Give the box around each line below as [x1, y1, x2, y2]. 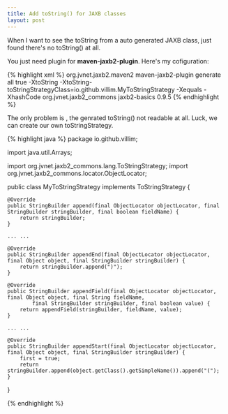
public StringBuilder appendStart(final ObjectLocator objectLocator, [7, 343, 217, 350]
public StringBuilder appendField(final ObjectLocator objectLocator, [7, 288, 217, 295]
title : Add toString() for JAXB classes [7, 10, 127, 17]
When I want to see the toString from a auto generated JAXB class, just [7, 36, 212, 44]
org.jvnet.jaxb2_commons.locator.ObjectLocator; [7, 169, 148, 177]
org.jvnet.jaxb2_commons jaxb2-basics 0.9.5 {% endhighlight [42, 92, 220, 101]
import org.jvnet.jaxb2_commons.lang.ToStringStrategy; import [7, 161, 188, 170]
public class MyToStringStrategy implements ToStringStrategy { [7, 182, 190, 191]
